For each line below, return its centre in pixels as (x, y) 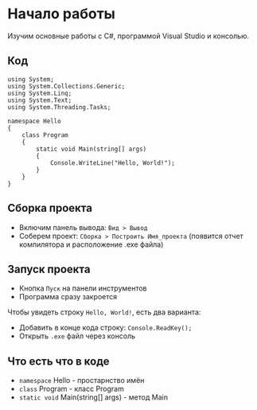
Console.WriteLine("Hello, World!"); (113, 163)
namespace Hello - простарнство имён (82, 381)
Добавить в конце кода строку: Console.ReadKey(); (105, 328)
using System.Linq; (40, 93)
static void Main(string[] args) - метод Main (93, 397)
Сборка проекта (50, 208)
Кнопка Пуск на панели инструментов (83, 288)
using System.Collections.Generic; (66, 86)
